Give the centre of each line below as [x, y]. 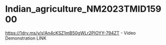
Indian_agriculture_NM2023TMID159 [83, 9]
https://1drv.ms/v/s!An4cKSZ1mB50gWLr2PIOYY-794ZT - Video [70, 33]
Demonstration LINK [26, 38]
